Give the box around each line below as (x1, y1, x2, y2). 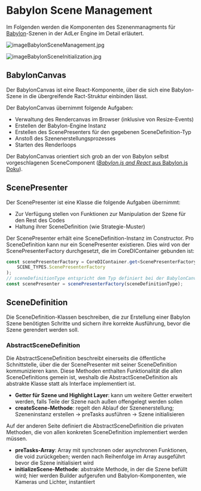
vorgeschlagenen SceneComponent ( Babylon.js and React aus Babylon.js (6, 159, 188, 166)
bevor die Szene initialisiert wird (14, 459, 94, 466)
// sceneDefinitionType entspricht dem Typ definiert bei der (6, 276, 165, 282)
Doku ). (6, 165, 23, 172)
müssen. (6, 435, 28, 443)
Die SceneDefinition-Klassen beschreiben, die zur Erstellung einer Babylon (6, 313, 190, 321)
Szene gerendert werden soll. (6, 326, 79, 333)
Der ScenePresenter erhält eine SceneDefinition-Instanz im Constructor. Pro (6, 234, 194, 242)
